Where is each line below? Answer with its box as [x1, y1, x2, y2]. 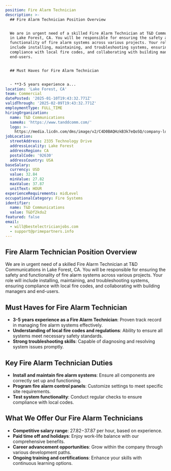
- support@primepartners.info [10, 229, 74, 234]
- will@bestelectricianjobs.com [10, 224, 79, 229]
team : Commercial [5, 91, 42, 96]
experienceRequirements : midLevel [5, 191, 79, 196]
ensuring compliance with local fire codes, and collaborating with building [5, 283, 160, 289]
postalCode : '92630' [10, 153, 53, 158]
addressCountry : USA [10, 158, 53, 163]
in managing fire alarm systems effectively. [12, 322, 103, 328]
